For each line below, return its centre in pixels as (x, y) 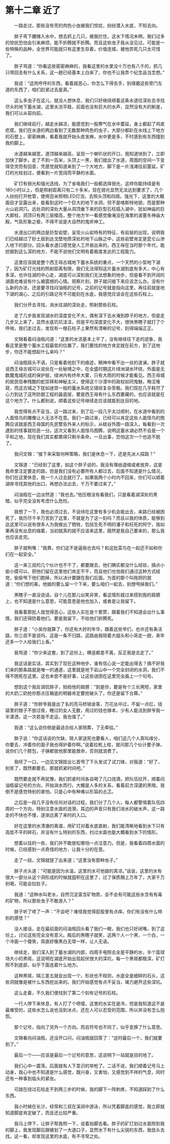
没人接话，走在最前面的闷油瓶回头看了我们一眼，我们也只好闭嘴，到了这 (89, 928)
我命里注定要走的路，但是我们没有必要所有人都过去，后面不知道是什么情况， (85, 471)
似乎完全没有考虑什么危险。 (43, 501)
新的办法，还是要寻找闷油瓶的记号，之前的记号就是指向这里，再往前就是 (85, 287)
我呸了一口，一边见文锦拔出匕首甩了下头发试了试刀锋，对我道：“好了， (88, 762)
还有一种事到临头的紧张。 (32, 1078)
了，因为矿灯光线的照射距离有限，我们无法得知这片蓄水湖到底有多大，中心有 (85, 268)
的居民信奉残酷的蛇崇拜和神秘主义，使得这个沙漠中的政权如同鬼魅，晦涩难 (83, 381)
